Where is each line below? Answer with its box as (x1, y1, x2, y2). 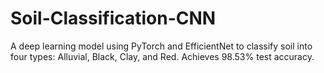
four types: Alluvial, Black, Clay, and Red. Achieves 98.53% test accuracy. (10, 50, 315, 62)
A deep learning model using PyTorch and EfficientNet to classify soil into (10, 40, 313, 52)
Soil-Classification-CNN (10, 7, 217, 30)
